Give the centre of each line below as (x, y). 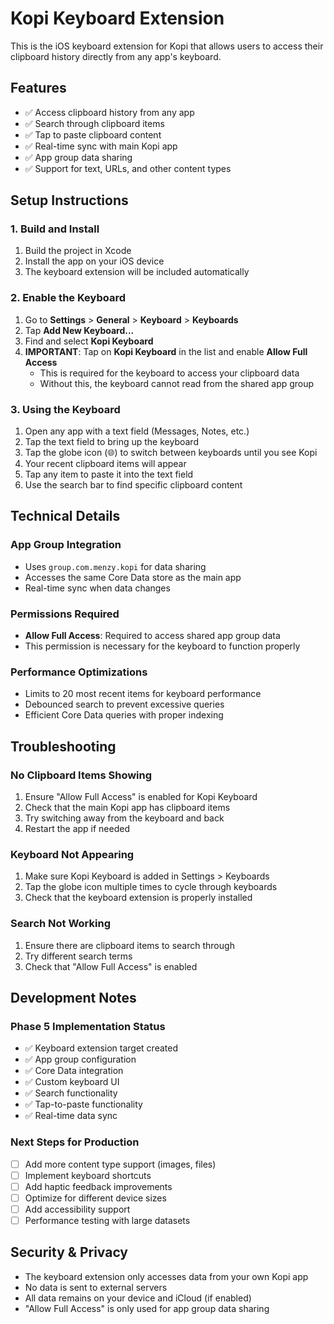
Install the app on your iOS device (94, 261)
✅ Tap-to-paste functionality (83, 1104)
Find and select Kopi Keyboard (89, 341)
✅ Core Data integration (74, 1071)
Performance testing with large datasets (107, 1220)
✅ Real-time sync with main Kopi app (101, 146)
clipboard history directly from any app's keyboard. (116, 56)
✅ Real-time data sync (71, 1116)
